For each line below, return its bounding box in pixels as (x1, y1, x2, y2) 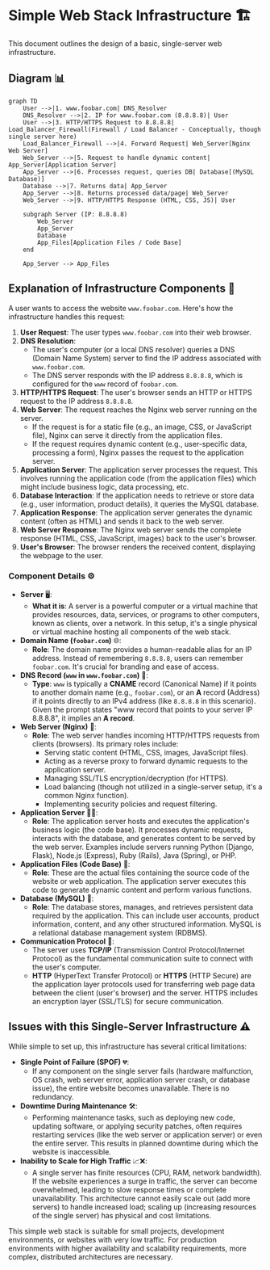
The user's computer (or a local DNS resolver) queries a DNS (31, 344, 235, 354)
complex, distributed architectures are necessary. (8, 1251, 173, 1261)
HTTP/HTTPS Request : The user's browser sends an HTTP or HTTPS (19, 387, 252, 397)
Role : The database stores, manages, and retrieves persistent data (31, 902, 254, 911)
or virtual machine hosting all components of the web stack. (31, 627, 231, 637)
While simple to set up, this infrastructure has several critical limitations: (8, 1041, 247, 1051)
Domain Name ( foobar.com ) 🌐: (19, 635, 122, 645)
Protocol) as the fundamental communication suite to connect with (31, 953, 254, 963)
